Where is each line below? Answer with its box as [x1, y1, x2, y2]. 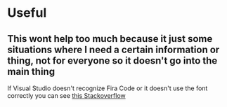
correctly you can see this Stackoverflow [7, 92, 126, 99]
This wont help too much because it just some [7, 33, 213, 45]
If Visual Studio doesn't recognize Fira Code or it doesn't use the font [7, 84, 208, 92]
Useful [7, 5, 47, 21]
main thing [7, 65, 55, 78]
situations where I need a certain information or [7, 43, 220, 55]
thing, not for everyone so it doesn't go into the [7, 55, 218, 66]
